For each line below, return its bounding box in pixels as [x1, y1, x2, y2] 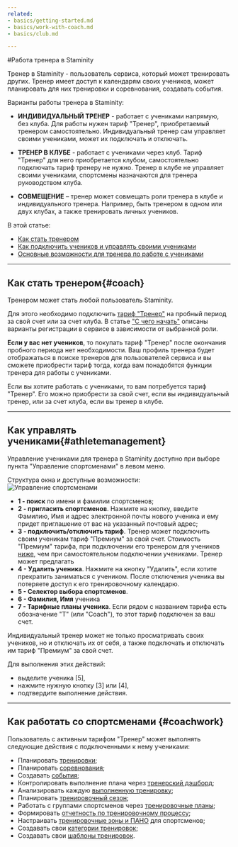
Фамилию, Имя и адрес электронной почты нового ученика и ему [17, 512, 219, 520]
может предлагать [17, 557, 74, 566]
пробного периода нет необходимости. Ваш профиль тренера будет [7, 346, 215, 354]
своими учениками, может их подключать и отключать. [17, 135, 188, 143]
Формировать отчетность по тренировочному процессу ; [17, 809, 191, 817]
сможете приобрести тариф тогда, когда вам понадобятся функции [7, 361, 212, 369]
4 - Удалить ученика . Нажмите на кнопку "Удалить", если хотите [17, 564, 217, 573]
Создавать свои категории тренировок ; [17, 824, 138, 832]
